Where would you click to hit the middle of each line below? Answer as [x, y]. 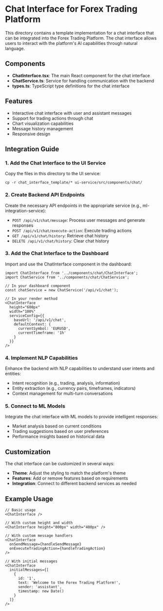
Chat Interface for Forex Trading [71, 9]
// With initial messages [31, 561]
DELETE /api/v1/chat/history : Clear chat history [61, 241]
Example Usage [29, 499]
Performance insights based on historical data [58, 437]
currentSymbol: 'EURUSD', [44, 328]
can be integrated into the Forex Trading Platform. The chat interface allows [81, 38]
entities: [13, 374]
